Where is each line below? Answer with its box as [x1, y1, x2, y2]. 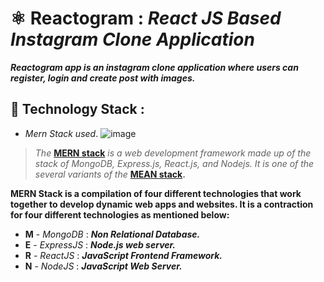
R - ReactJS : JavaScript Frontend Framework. [24, 249, 223, 261]
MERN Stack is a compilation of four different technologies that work [10, 187, 302, 199]
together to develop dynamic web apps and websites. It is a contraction [10, 198, 314, 210]
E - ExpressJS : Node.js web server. [24, 238, 177, 251]
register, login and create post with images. [10, 72, 196, 84]
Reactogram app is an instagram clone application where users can [10, 61, 299, 73]
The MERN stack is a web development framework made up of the [34, 147, 312, 159]
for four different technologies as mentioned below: [10, 208, 230, 221]
